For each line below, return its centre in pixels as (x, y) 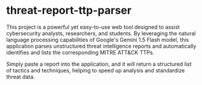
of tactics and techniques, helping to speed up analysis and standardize (96, 70)
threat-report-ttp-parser (69, 10)
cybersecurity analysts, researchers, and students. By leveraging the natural (101, 33)
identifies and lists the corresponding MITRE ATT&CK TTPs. (80, 52)
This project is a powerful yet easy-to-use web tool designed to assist (93, 27)
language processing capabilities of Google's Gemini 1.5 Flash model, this (98, 40)
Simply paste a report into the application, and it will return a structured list (99, 64)
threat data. (21, 77)
